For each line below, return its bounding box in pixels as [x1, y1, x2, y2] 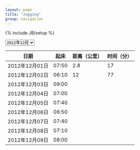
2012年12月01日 [7, 62, 49, 69]
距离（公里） [72, 53, 103, 60]
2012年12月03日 [7, 81, 49, 88]
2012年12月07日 [7, 118, 49, 125]
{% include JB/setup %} [5, 30, 55, 36]
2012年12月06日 [7, 109, 49, 116]
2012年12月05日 [7, 100, 49, 106]
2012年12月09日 [7, 137, 49, 144]
